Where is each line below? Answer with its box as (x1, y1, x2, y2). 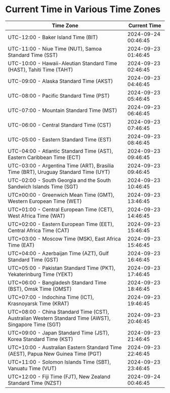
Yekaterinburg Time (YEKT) (8, 270, 73, 278)
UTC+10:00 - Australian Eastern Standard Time (8, 344, 122, 351)
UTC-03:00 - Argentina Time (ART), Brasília (8, 162, 114, 169)
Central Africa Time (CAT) (8, 227, 70, 234)
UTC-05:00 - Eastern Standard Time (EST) (8, 136, 112, 143)
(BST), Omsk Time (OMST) (8, 285, 72, 292)
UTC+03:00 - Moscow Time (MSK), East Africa (8, 235, 121, 242)
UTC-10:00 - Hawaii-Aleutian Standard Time (8, 59, 117, 67)
